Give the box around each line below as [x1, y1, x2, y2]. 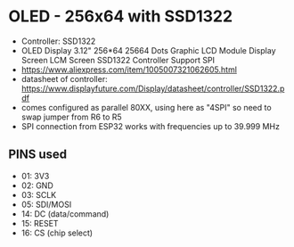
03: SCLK [20, 189, 57, 200]
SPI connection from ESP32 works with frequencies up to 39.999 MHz [20, 120, 280, 131]
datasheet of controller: [20, 73, 108, 84]
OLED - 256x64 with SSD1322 [8, 6, 233, 27]
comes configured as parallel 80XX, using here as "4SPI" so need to [20, 102, 273, 112]
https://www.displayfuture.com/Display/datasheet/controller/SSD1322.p [20, 83, 285, 94]
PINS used [8, 147, 68, 162]
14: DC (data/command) [20, 208, 110, 219]
